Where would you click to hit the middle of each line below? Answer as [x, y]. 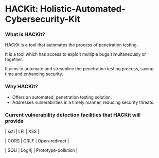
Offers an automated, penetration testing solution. [62, 97]
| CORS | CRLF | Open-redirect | [37, 141]
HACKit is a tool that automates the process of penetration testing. [71, 45]
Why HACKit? [21, 87]
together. [14, 60]
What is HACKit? [25, 34]
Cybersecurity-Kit [43, 19]
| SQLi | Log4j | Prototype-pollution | [41, 150]
